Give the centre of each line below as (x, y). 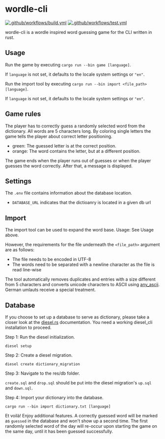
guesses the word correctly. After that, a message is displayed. (69, 166)
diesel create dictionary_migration (42, 364)
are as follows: (20, 250)
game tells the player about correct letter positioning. (59, 136)
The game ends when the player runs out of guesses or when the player (78, 160)
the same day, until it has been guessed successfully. (59, 431)
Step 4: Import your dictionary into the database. (54, 397)
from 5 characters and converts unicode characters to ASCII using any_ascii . (82, 285)
